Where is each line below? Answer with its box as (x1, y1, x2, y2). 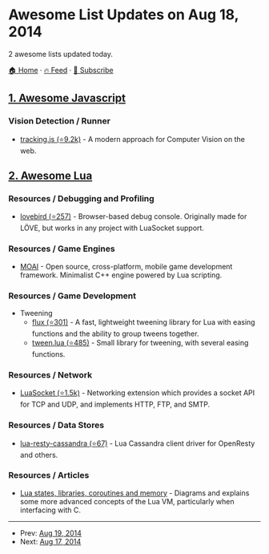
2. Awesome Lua (8, 169, 93, 183)
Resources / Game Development (8, 290, 137, 301)
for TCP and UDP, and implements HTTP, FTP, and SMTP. (19, 399, 211, 410)
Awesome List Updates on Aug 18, (8, 6, 239, 24)
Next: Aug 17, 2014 (19, 536, 82, 546)
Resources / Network (8, 369, 93, 380)
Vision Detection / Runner (8, 115, 110, 127)
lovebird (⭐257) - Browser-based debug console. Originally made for (19, 212, 247, 221)
